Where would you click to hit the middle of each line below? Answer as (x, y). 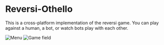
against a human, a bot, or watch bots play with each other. (67, 28)
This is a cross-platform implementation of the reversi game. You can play (82, 23)
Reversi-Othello (39, 9)
